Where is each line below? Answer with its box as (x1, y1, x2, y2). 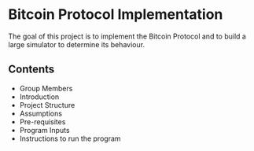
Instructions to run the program (19, 134, 121, 143)
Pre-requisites (19, 116, 66, 127)
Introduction (19, 92, 60, 101)
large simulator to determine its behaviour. (8, 39, 145, 49)
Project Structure (19, 100, 75, 109)
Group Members (19, 83, 73, 93)
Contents (8, 63, 55, 76)
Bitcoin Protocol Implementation (8, 6, 223, 24)
